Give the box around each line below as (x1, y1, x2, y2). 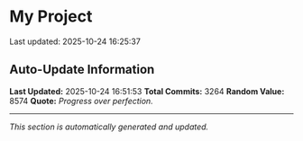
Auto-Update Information (9, 62, 155, 77)
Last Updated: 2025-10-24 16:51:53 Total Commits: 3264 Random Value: (9, 85, 285, 96)
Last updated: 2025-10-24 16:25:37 (9, 36, 142, 47)
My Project (9, 6, 93, 27)
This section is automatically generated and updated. (9, 121, 209, 132)
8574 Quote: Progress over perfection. (9, 95, 153, 106)
